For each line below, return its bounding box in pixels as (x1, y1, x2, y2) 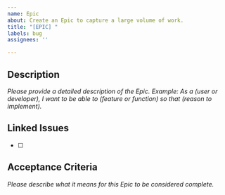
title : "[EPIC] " (7, 23, 58, 30)
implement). (7, 102, 42, 110)
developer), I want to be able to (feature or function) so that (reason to (7, 94, 212, 102)
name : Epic (7, 10, 39, 18)
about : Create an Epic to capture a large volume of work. (7, 17, 184, 24)
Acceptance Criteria (7, 161, 98, 173)
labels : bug (7, 29, 42, 37)
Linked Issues (7, 122, 69, 134)
